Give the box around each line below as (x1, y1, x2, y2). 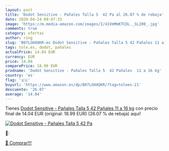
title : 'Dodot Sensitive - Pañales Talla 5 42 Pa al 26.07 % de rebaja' (5, 12, 164, 17)
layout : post (5, 7, 33, 13)
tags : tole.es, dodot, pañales (5, 45, 71, 50)
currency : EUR (5, 54, 35, 59)
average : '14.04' (5, 92, 42, 97)
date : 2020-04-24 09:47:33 (5, 17, 62, 22)
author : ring (5, 36, 33, 41)
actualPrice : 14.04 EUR (5, 49, 56, 54)
